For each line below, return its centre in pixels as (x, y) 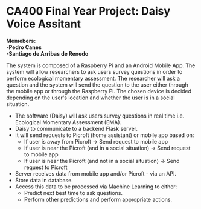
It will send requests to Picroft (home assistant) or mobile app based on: (104, 135)
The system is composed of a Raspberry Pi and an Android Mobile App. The (101, 65)
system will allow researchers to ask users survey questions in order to (94, 71)
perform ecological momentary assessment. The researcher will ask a (93, 78)
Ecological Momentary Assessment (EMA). (68, 122)
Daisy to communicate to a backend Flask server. (76, 128)
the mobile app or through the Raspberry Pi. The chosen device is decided (99, 91)
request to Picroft (46, 167)
